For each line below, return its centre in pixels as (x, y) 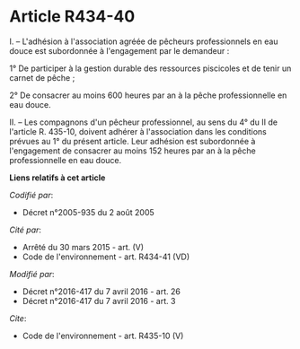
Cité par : (26, 230)
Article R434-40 (72, 17)
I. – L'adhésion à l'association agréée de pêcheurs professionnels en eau (144, 41)
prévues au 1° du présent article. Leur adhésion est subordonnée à (132, 141)
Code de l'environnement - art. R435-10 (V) (103, 336)
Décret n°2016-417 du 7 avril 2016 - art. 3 (99, 301)
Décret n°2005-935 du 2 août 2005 (88, 212)
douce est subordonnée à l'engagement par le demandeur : (119, 50)
